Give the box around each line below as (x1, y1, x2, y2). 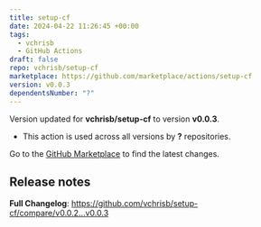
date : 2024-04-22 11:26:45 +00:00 (9, 22, 140, 31)
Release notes (9, 174, 91, 189)
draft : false (9, 55, 59, 64)
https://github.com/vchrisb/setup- (70, 198, 199, 209)
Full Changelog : (9, 198, 70, 209)
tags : (9, 30, 30, 39)
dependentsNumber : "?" (9, 88, 95, 97)
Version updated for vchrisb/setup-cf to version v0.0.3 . (9, 113, 219, 124)
